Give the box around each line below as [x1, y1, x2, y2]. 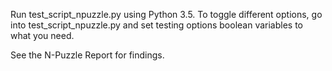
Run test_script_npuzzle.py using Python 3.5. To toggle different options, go [10, 9, 323, 20]
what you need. [10, 30, 75, 41]
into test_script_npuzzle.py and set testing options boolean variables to [10, 19, 304, 31]
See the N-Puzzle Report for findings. [10, 49, 165, 61]
